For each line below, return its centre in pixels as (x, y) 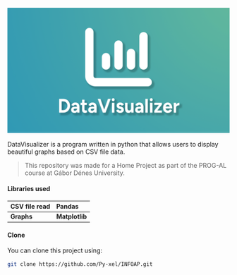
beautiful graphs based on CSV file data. (66, 152)
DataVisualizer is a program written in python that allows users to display (113, 144)
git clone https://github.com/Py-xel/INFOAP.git (80, 264)
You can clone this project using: (55, 250)
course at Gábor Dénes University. (75, 173)
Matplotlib (71, 216)
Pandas (67, 207)
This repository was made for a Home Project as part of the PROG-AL (126, 165)
